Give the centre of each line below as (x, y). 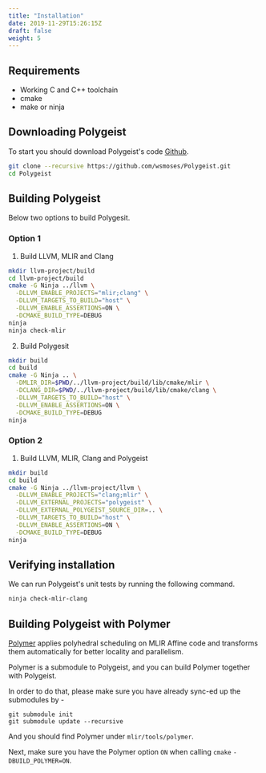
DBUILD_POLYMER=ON (39, 761)
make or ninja (42, 107)
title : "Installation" (46, 16)
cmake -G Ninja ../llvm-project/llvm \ (75, 488)
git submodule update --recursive (66, 722)
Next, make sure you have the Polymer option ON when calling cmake (120, 752)
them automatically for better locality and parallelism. (96, 652)
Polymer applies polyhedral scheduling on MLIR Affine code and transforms (133, 643)
